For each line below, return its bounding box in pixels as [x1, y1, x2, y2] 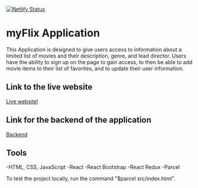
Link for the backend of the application [6, 115, 152, 125]
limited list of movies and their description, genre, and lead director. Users [6, 52, 187, 59]
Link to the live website [6, 82, 93, 92]
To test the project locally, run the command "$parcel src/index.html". [6, 175, 176, 182]
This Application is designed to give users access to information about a [6, 46, 182, 53]
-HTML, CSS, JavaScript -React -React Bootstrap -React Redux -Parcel [6, 164, 180, 171]
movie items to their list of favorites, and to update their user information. [6, 65, 184, 72]
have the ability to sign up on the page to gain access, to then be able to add [6, 58, 193, 65]
